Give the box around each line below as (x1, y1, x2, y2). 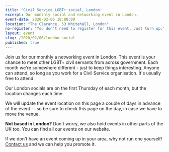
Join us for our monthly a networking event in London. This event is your (5, 54, 156, 60)
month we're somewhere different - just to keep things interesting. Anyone (5, 64, 159, 70)
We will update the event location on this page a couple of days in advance (5, 100, 161, 106)
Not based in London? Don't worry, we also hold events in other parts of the (5, 120, 163, 126)
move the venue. (5, 111, 40, 117)
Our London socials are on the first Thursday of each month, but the (5, 85, 147, 91)
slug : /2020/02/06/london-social (5, 36, 75, 41)
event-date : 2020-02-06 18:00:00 (5, 17, 75, 22)
